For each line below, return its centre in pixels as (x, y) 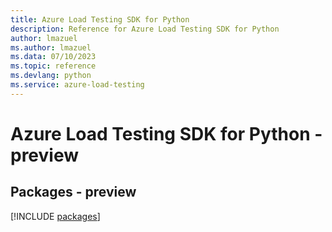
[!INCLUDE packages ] (55, 216)
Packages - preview (73, 192)
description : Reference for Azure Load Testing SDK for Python (145, 29)
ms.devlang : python (51, 76)
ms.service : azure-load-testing (77, 85)
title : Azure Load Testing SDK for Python (100, 19)
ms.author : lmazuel (51, 47)
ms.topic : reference (53, 66)
